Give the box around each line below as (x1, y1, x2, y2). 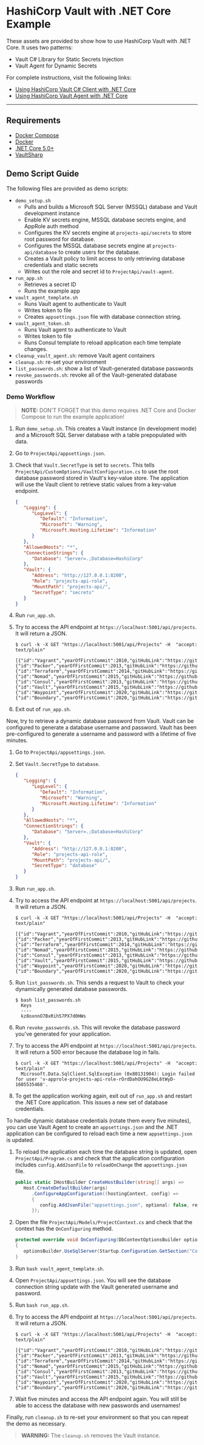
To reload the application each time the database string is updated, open (15, 1148, 197, 1155)
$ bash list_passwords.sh (15, 997, 81, 1003)
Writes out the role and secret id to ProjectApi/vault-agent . (24, 268, 174, 275)
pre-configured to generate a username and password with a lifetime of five (6, 730, 196, 737)
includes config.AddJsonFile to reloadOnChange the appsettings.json (15, 1161, 188, 1169)
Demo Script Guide (6, 169, 80, 179)
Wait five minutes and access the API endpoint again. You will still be (15, 1395, 187, 1402)
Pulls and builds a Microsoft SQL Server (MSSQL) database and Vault (24, 203, 197, 211)
